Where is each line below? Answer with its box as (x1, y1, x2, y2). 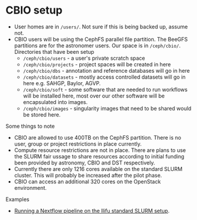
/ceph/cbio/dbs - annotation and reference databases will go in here (23, 67, 190, 74)
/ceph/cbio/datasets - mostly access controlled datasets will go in (23, 73, 186, 80)
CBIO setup (5, 4, 63, 17)
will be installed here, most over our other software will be (23, 92, 165, 99)
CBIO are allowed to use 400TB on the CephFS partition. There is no (14, 134, 182, 141)
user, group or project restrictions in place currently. (14, 140, 142, 147)
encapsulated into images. (23, 98, 88, 105)
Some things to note (5, 122, 55, 130)
